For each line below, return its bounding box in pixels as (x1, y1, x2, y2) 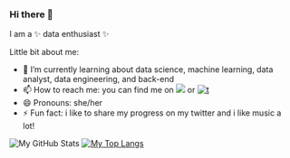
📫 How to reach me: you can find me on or (22, 85, 196, 96)
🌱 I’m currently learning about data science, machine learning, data (22, 64, 274, 75)
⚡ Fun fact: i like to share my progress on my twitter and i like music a (22, 107, 282, 118)
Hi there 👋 (9, 8, 54, 21)
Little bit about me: (9, 47, 80, 58)
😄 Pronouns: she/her (22, 98, 102, 108)
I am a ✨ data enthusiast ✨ (9, 29, 110, 40)
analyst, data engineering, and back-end (22, 74, 175, 85)
